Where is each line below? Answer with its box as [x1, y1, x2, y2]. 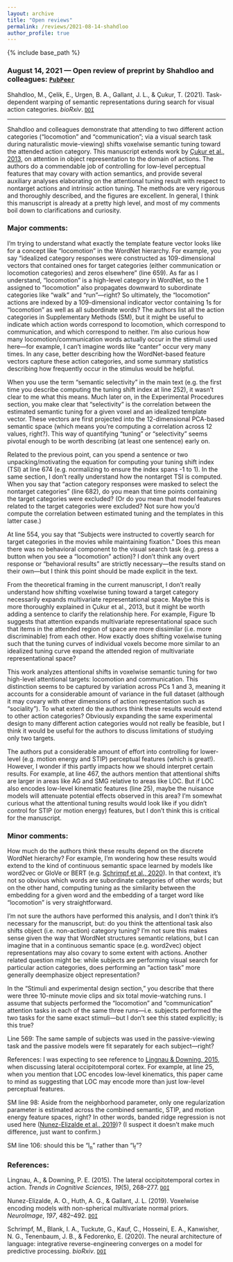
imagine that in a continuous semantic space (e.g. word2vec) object [7, 941, 201, 950]
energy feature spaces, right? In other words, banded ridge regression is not [7, 1113, 225, 1121]
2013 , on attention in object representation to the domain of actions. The [7, 154, 214, 163]
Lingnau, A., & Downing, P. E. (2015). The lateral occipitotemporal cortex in [7, 1176, 220, 1184]
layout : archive [7, 10, 54, 17]
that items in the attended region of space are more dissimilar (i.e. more [7, 624, 212, 633]
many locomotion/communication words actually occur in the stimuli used [7, 334, 218, 343]
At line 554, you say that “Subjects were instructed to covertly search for [7, 530, 215, 538]
